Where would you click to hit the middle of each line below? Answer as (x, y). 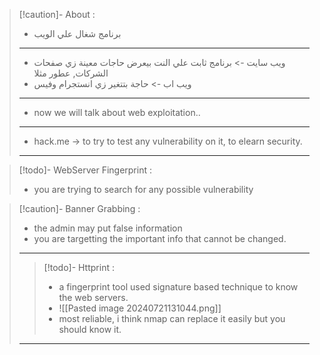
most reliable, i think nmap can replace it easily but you (172, 318)
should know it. (90, 329)
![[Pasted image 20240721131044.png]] (140, 308)
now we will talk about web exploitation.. (117, 112)
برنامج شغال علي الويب (77, 33)
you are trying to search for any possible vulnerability (143, 189)
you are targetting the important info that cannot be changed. (160, 238)
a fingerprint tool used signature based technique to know (178, 287)
